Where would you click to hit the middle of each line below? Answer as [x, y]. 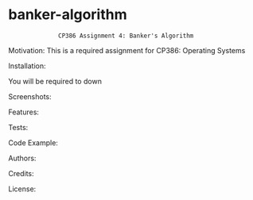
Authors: [22, 158]
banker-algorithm [68, 15]
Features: [24, 112]
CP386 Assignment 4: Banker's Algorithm [126, 36]
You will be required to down [55, 81]
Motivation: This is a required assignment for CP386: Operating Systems [127, 50]
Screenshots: [30, 96]
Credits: [21, 173]
